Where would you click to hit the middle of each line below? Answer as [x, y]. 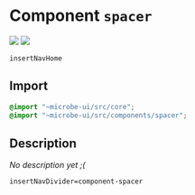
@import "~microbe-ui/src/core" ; [72, 107]
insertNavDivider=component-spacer [76, 181]
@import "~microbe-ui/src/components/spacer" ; [98, 115]
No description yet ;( [47, 165]
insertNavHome [36, 58]
